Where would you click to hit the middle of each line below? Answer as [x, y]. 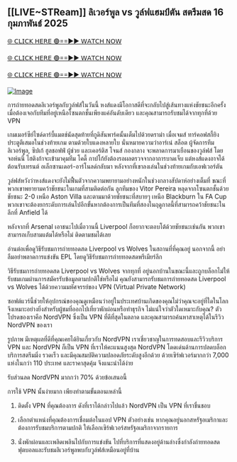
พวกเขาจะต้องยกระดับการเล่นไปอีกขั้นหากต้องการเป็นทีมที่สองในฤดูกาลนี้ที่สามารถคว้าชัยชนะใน [116, 204]
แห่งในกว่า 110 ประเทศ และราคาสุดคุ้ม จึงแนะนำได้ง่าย [70, 363]
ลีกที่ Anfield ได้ [28, 212]
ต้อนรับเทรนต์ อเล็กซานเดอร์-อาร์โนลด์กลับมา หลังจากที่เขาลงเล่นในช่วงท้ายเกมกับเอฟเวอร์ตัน [115, 166]
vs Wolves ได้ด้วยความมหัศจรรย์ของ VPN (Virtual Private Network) [97, 286]
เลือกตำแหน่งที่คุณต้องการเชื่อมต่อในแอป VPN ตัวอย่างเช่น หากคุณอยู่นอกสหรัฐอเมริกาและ [123, 419]
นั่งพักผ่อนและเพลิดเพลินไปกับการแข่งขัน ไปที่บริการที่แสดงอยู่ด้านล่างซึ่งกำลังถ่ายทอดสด [119, 441]
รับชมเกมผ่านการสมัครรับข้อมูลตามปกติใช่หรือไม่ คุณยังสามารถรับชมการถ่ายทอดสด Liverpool [117, 278]
